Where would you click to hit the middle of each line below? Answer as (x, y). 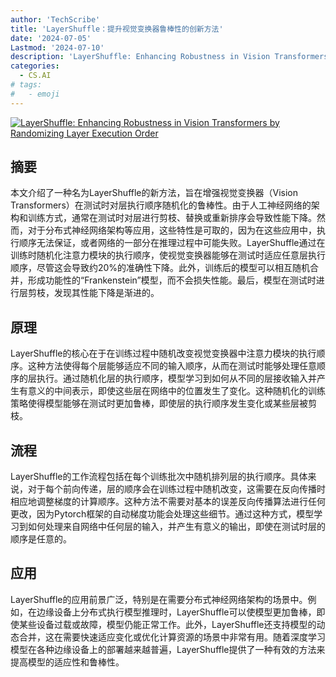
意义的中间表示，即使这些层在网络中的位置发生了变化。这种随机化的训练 (176, 391)
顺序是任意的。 (41, 539)
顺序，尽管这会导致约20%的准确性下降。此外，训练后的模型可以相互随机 (160, 268)
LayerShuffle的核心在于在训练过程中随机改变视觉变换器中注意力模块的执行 (163, 353)
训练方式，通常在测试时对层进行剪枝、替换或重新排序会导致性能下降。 (172, 218)
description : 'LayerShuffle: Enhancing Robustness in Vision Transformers (169, 57)
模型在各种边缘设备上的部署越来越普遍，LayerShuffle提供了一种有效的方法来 (168, 649)
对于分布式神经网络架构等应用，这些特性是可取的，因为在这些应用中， (172, 230)
